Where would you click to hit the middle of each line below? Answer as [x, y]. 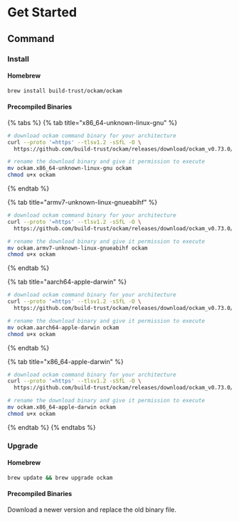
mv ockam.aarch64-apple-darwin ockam [63, 328]
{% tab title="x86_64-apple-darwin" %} [65, 361]
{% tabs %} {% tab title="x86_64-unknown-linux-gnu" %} [92, 122]
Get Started [42, 12]
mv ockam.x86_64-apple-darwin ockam [62, 407]
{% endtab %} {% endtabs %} [52, 427]
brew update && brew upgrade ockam [60, 478]
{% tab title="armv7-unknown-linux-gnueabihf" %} [83, 203]
